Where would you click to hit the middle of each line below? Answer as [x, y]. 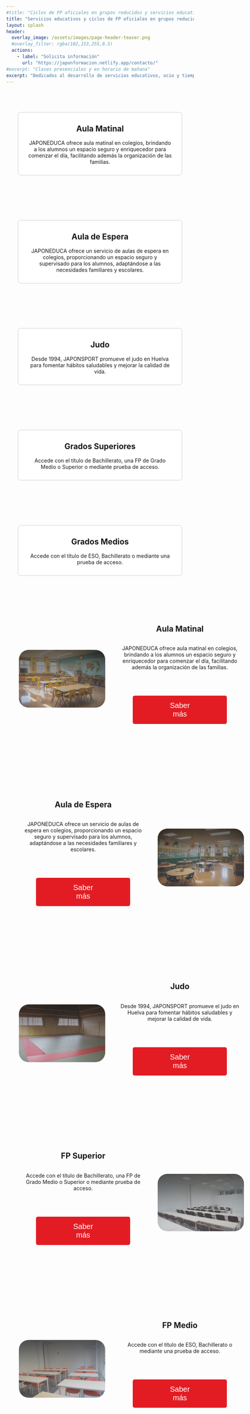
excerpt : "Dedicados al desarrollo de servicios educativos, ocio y [93, 75]
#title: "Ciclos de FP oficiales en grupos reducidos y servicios [90, 13]
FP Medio [180, 1326]
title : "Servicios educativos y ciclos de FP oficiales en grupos [90, 19]
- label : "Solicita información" [58, 57]
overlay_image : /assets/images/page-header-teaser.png [81, 38]
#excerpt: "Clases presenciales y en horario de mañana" [78, 69]
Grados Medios [100, 541]
